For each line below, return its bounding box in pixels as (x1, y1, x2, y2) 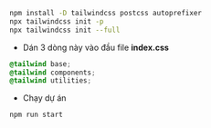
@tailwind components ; (9, 68, 96, 77)
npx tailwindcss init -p (9, 16, 104, 26)
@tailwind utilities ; (9, 76, 92, 85)
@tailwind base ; (9, 59, 71, 68)
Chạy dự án (22, 93, 67, 103)
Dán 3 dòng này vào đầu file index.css (22, 42, 169, 53)
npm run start (9, 110, 64, 120)
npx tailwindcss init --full (9, 25, 121, 34)
